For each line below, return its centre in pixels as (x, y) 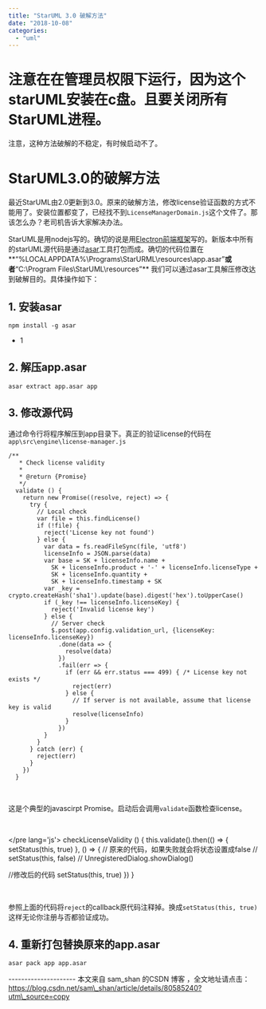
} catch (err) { (56, 749)
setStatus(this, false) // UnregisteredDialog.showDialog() (101, 858)
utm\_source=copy (39, 997)
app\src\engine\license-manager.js (67, 441)
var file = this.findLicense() (89, 518)
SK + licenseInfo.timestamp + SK (106, 581)
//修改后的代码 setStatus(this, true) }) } (71, 874)
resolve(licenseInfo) (108, 714)
